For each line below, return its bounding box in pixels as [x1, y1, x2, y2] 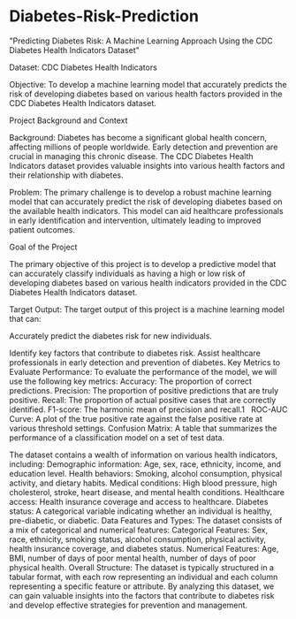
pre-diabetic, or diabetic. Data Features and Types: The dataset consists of [9, 515, 283, 525]
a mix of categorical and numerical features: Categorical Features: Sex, [9, 524, 268, 535]
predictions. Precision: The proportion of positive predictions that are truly [9, 385, 279, 395]
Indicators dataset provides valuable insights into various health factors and [9, 160, 285, 171]
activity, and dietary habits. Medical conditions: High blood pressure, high [9, 478, 277, 488]
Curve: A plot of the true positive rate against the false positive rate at [9, 413, 263, 424]
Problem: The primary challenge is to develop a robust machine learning [9, 187, 272, 197]
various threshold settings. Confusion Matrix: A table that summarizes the [9, 423, 277, 433]
